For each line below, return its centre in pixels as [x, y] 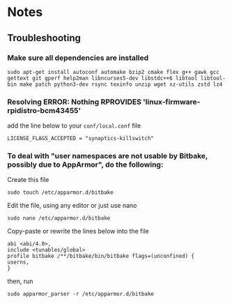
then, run [20, 281]
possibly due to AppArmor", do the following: [85, 165]
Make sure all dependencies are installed [78, 58]
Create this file [28, 180]
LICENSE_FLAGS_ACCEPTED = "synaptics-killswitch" [81, 139]
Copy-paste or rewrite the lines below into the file [78, 231]
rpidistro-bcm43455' [44, 110]
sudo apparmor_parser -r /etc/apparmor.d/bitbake [81, 294]
